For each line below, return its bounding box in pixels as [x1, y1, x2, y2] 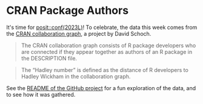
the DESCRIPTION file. [21, 54, 78, 62]
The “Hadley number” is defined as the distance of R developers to [21, 66, 189, 73]
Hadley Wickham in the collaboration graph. [21, 73, 131, 80]
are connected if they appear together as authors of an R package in [21, 48, 193, 55]
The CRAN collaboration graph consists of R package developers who [21, 42, 196, 49]
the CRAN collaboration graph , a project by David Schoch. [6, 30, 151, 37]
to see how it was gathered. [6, 91, 76, 98]
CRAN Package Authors [6, 4, 129, 18]
